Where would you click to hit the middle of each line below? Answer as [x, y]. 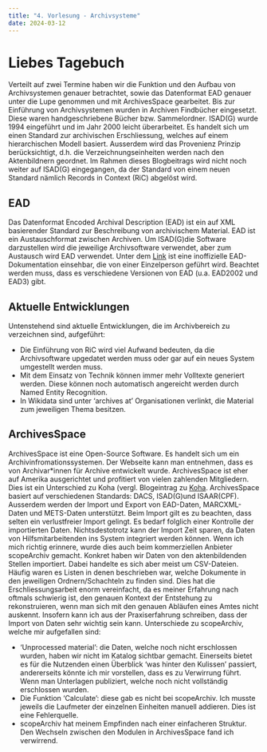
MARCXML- [222, 505]
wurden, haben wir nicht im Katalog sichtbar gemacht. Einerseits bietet [136, 655]
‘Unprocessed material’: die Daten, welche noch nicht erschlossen [128, 647]
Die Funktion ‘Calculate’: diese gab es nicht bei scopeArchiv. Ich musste [137, 698]
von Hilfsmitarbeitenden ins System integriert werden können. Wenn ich [126, 538]
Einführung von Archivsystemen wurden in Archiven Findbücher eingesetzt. [133, 110]
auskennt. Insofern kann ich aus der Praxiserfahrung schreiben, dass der [128, 615]
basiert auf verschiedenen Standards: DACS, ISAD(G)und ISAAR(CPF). [124, 496]
